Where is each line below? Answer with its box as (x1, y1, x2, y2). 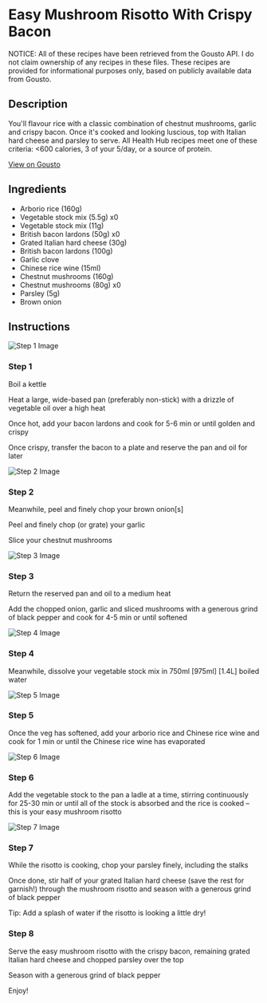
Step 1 (8, 361, 33, 372)
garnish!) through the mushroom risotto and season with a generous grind (8, 884, 251, 894)
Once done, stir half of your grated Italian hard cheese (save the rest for (8, 875, 245, 886)
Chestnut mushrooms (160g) (19, 271, 114, 281)
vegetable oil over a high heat (8, 403, 106, 412)
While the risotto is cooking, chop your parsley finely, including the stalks (8, 860, 249, 870)
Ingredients (8, 183, 67, 196)
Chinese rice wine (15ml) (19, 263, 101, 273)
